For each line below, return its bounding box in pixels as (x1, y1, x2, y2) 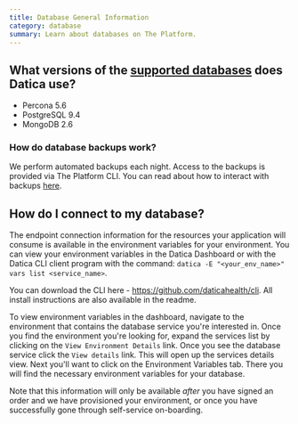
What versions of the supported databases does (9, 62, 283, 77)
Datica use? (9, 77, 77, 92)
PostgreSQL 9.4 (21, 110, 81, 120)
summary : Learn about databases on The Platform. (9, 29, 197, 38)
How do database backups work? (9, 142, 157, 154)
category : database (9, 21, 82, 30)
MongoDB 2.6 (21, 119, 74, 130)
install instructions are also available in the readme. (9, 295, 197, 306)
